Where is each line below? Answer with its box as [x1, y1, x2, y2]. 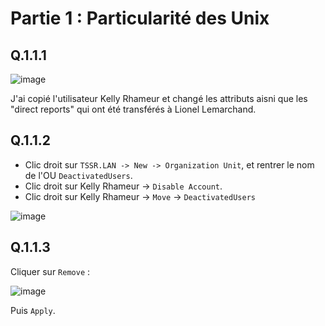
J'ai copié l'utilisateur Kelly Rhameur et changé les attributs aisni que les [10, 93, 308, 104]
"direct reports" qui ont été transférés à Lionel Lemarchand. [10, 103, 257, 115]
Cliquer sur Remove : [10, 265, 91, 277]
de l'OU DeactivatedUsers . [24, 169, 133, 181]
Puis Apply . [10, 304, 56, 316]
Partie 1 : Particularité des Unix [10, 7, 270, 30]
